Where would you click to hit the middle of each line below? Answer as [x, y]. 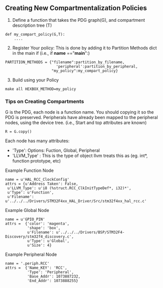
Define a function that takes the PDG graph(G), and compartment [79, 20]
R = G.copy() [19, 132]
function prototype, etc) [36, 161]
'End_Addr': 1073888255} [53, 281]
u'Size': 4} [39, 246]
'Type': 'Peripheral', [50, 272]
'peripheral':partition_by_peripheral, [97, 66]
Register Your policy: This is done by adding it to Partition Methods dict [84, 48]
